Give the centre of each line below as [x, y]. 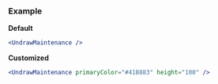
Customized [28, 58]
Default [21, 29]
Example [25, 11]
